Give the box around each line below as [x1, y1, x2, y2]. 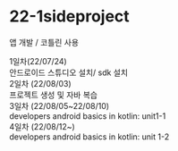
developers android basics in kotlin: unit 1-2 [9, 131, 170, 142]
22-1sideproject [9, 6, 130, 27]
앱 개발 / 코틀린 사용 [9, 37, 79, 47]
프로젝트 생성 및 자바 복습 [9, 89, 98, 100]
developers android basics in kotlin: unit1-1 [9, 110, 166, 122]
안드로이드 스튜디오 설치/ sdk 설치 [9, 67, 128, 78]
